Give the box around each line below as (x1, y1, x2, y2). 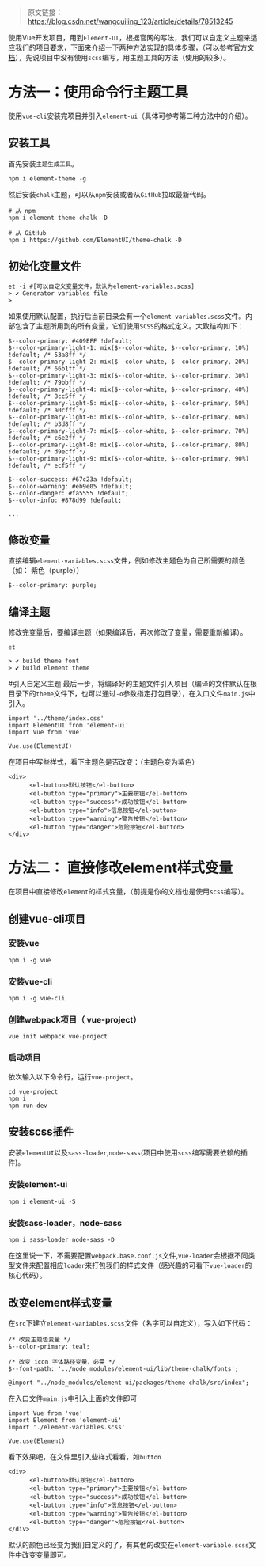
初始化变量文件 (8, 260, 81, 273)
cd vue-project (8, 1087, 59, 1095)
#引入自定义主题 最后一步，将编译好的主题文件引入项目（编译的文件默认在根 (8, 679, 257, 689)
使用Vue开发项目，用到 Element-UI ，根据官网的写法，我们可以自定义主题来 (8, 33, 251, 42)
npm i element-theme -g (8, 174, 87, 183)
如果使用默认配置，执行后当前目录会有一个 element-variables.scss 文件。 (8, 311, 246, 321)
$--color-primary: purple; (8, 582, 97, 590)
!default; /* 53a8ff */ (8, 351, 87, 359)
